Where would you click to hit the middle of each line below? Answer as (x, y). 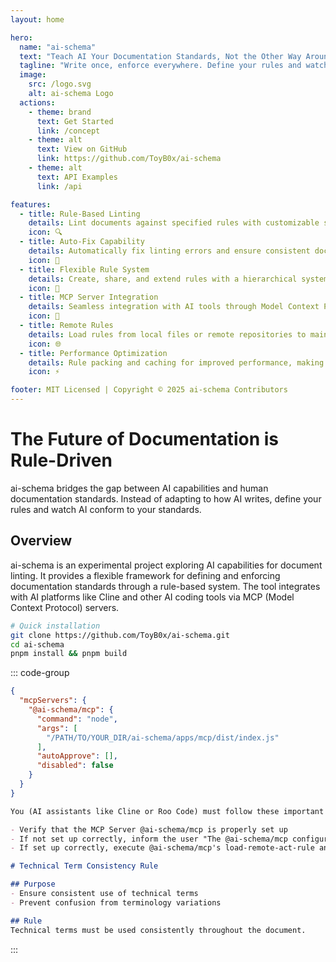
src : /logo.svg (60, 84)
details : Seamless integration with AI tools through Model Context (174, 307)
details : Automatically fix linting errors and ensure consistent (169, 251)
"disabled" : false (75, 766)
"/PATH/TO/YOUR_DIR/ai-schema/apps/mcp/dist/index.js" (163, 737)
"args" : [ (57, 728)
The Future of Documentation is (144, 439)
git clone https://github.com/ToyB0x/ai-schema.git (120, 635)
